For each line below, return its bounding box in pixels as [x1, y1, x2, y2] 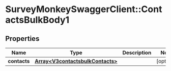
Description [122, 49, 152, 56]
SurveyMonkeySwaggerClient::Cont [5, 4, 162, 15]
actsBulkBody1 [5, 14, 70, 26]
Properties [5, 34, 40, 43]
